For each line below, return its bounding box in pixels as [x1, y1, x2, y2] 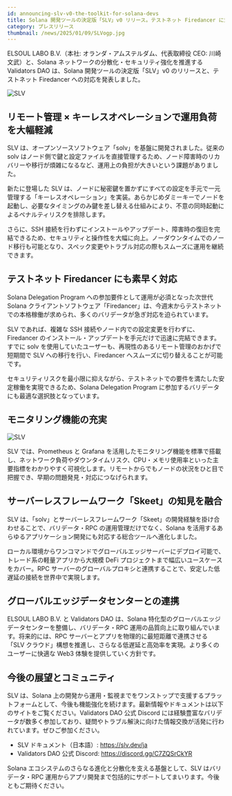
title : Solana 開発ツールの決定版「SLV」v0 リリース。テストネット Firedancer [7, 17, 216, 24]
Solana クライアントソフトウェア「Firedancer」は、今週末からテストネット [7, 301, 222, 310]
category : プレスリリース [7, 23, 75, 30]
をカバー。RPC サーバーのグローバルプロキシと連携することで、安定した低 [7, 564, 220, 572]
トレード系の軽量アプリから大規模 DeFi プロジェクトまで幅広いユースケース [7, 556, 223, 564]
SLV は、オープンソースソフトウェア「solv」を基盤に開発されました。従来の [7, 143, 225, 152]
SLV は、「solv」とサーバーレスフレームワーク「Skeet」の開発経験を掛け [7, 515, 214, 523]
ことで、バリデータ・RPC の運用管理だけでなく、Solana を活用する [25, 524, 217, 532]
